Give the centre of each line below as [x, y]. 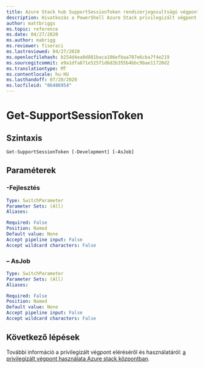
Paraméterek [31, 171]
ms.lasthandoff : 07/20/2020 [42, 80]
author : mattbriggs [31, 23]
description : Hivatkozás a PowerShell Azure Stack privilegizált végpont [102, 18]
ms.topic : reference [32, 29]
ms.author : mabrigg [31, 40]
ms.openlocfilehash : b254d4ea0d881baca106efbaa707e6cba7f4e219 [88, 57]
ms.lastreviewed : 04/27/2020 [43, 52]
